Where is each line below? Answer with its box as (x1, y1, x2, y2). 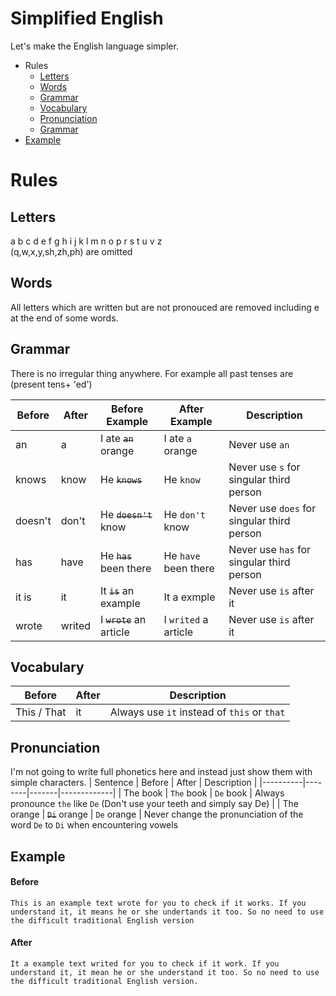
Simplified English (10, 7, 164, 30)
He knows (100, 472, 143, 486)
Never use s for (228, 460, 301, 474)
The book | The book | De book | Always (123, 787, 285, 799)
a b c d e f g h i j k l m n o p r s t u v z (10, 235, 163, 247)
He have (163, 548, 201, 562)
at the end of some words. (10, 312, 119, 324)
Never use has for (228, 542, 312, 556)
